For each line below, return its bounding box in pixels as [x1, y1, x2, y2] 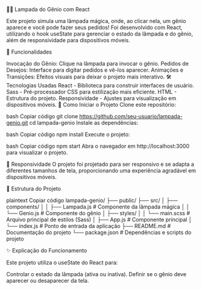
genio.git [6, 119, 28, 126]
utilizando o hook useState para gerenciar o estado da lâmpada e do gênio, [6, 30, 193, 37]
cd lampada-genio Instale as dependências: [29, 119, 139, 126]
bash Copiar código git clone [6, 113, 78, 120]
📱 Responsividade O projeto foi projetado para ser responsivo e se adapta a [6, 160, 195, 168]
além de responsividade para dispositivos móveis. [6, 37, 131, 43]
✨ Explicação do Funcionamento [6, 247, 87, 254]
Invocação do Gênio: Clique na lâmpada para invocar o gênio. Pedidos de [6, 60, 189, 67]
